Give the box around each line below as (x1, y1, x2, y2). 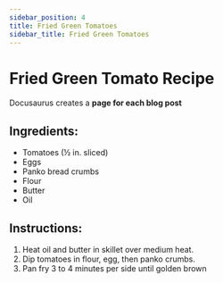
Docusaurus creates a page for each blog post (9, 97, 183, 108)
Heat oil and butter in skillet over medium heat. (21, 244, 194, 254)
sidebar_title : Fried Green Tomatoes (9, 29, 150, 38)
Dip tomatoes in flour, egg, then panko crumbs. (21, 254, 196, 264)
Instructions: (9, 221, 83, 236)
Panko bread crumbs (21, 166, 100, 177)
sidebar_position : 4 (9, 12, 87, 22)
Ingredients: (9, 123, 78, 138)
